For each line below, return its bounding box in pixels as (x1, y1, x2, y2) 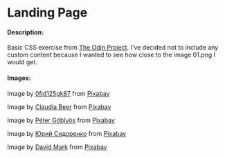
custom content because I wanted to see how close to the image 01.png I (7, 50, 216, 59)
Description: (7, 28, 44, 36)
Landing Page (7, 5, 88, 21)
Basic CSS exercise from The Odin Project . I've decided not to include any (7, 43, 219, 52)
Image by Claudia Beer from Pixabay (7, 102, 111, 111)
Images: (7, 74, 31, 82)
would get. (7, 58, 38, 66)
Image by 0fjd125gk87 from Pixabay (7, 89, 110, 97)
